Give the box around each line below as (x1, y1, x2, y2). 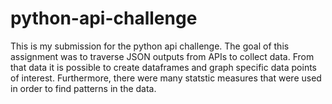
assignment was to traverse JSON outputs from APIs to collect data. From (10, 50, 315, 62)
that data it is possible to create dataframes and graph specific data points (10, 61, 317, 73)
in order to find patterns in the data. (10, 82, 157, 94)
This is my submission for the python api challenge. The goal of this (10, 40, 290, 52)
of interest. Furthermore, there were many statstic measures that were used (10, 72, 322, 84)
